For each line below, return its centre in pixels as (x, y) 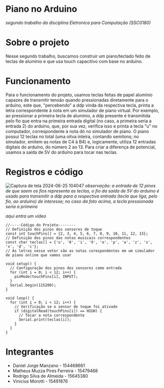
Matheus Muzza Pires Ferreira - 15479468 (55, 371)
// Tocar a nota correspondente (51, 315)
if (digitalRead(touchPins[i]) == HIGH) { (58, 311)
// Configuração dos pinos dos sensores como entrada (66, 268)
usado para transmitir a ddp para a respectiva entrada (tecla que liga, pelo (82, 196)
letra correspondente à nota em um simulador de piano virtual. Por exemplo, (82, 110)
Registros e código (45, 172)
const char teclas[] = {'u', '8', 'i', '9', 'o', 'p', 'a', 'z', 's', (79, 242)
